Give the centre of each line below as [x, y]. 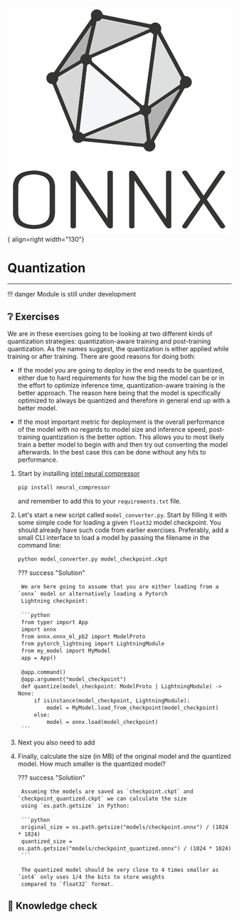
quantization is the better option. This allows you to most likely [133, 437]
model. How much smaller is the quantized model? [91, 764]
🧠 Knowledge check [53, 906]
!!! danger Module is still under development [72, 294]
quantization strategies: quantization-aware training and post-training [109, 341]
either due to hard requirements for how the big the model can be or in [121, 378]
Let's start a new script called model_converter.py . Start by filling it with [122, 515]
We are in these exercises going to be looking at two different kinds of [110, 334]
